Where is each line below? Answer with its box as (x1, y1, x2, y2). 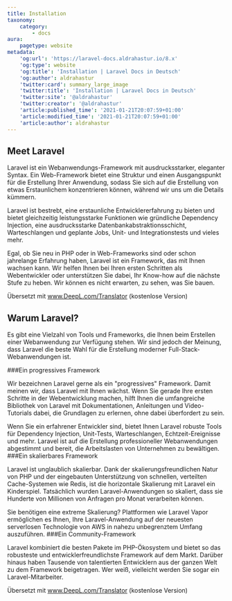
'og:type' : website (19, 62, 76, 69)
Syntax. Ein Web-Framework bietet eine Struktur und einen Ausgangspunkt (7, 171, 222, 179)
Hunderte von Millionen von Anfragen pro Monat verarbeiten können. (7, 494, 204, 503)
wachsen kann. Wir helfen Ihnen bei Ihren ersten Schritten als (7, 264, 183, 272)
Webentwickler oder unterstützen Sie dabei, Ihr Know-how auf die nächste (7, 271, 220, 280)
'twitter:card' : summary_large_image (19, 81, 129, 88)
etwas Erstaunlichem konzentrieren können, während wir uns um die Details (7, 186, 224, 194)
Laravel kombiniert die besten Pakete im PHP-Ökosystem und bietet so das (7, 544, 221, 552)
